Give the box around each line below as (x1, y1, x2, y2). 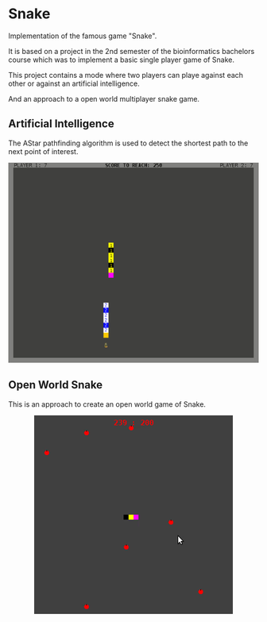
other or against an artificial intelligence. (8, 79, 141, 88)
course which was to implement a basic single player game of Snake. (8, 55, 234, 64)
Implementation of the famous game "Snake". (8, 31, 157, 41)
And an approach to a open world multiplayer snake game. (8, 94, 200, 103)
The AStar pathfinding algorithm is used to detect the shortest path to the (8, 138, 249, 148)
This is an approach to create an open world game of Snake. (8, 399, 207, 409)
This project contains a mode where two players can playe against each (8, 70, 244, 79)
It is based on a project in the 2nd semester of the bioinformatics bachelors (8, 46, 255, 56)
